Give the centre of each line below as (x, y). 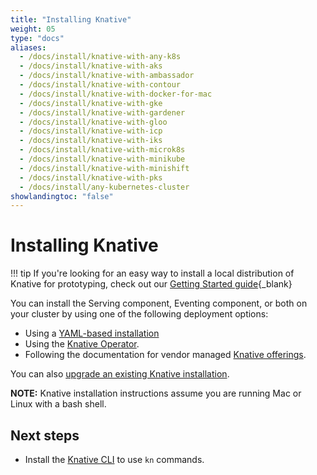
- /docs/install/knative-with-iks (91, 141)
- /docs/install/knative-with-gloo (93, 122)
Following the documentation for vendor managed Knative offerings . (165, 355)
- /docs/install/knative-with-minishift (104, 168)
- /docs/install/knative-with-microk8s (102, 150)
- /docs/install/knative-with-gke (91, 103)
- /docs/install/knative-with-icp (91, 131)
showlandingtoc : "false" (62, 196)
